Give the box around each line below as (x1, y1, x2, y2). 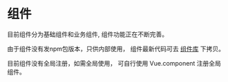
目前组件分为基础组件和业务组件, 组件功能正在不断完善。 (7, 30, 168, 38)
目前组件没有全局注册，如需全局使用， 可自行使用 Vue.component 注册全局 (7, 59, 221, 67)
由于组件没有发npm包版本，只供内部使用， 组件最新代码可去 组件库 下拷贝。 (7, 44, 225, 53)
